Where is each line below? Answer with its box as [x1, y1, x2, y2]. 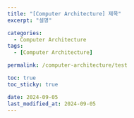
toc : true [7, 74, 37, 81]
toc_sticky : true [7, 81, 59, 88]
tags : [7, 43, 23, 50]
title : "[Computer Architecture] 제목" [7, 10, 122, 18]
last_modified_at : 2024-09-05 [7, 100, 97, 107]
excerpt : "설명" [7, 17, 52, 24]
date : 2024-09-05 [7, 93, 59, 100]
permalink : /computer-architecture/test [7, 62, 128, 69]
